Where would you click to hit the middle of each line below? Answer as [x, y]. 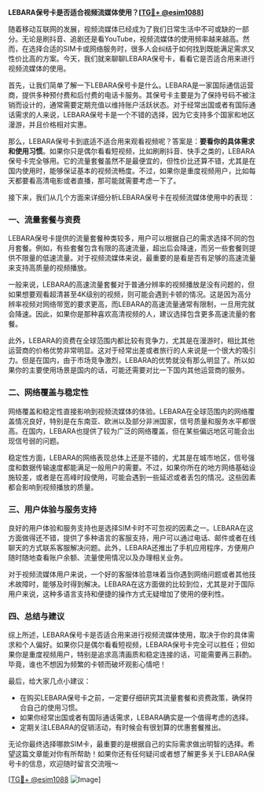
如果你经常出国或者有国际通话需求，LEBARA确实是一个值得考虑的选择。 [136, 718]
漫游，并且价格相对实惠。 [49, 124]
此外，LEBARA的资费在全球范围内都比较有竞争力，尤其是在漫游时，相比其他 [132, 341]
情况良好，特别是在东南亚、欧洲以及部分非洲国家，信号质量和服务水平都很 [135, 421]
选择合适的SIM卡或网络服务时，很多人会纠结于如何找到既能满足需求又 [142, 49]
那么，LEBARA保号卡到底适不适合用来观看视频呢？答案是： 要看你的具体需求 [132, 141]
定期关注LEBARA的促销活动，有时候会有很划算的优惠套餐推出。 [122, 727]
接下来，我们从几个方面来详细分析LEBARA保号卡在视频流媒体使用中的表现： [132, 197]
